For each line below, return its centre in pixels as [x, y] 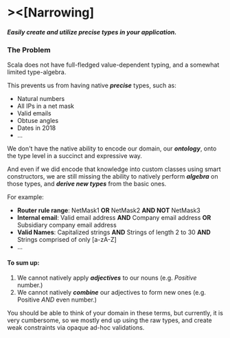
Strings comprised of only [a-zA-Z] [67, 240]
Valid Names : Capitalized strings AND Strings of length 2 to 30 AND [114, 232]
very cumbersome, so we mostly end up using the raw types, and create [110, 320]
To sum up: [23, 262]
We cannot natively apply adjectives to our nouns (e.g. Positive [107, 278]
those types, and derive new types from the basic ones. [87, 184]
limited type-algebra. [37, 72]
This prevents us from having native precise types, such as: [92, 86]
